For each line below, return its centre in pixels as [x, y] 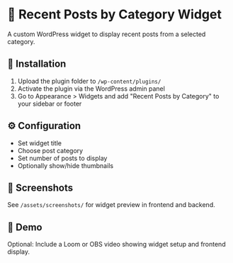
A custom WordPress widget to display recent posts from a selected [107, 34]
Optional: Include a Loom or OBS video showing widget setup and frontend [116, 245]
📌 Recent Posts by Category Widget [114, 15]
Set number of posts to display [62, 158]
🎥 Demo [25, 227]
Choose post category [50, 150]
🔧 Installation [37, 64]
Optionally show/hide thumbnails [66, 165]
